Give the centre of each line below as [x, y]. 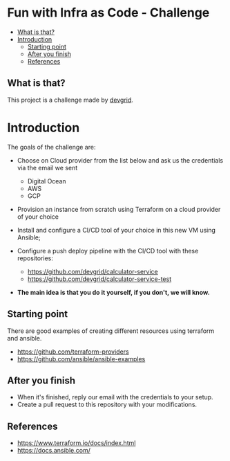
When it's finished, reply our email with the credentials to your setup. [115, 397]
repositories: [35, 258]
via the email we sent [47, 168]
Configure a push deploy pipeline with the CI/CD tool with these [108, 251]
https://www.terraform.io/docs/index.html [76, 443]
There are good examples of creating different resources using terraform [111, 331]
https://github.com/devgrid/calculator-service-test [99, 279]
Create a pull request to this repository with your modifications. [107, 405]
